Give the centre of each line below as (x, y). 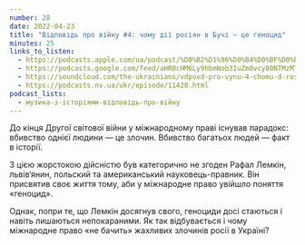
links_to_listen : (42, 52)
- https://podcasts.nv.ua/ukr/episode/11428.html (113, 85)
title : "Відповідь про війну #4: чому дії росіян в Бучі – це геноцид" (148, 34)
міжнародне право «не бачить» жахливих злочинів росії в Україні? (139, 230)
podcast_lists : (38, 93)
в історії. (26, 147)
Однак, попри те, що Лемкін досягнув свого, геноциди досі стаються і (146, 211)
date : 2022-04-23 (42, 26)
